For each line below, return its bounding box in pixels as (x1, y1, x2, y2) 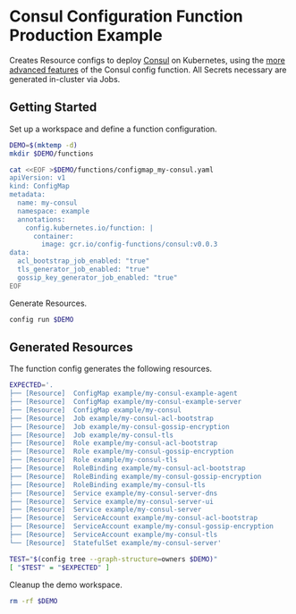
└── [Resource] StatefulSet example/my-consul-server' (9, 538, 222, 547)
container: (32, 231, 74, 240)
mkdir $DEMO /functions (9, 149, 94, 158)
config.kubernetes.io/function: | (25, 223, 154, 232)
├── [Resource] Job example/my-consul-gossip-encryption (9, 422, 230, 431)
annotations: (17, 214, 66, 224)
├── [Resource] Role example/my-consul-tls (9, 456, 178, 465)
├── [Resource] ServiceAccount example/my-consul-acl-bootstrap (9, 514, 258, 523)
